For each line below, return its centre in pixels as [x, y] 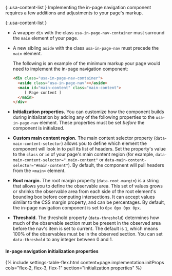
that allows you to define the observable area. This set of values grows [88, 186]
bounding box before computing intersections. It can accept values [84, 197]
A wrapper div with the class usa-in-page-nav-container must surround [89, 33]
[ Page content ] [43, 92]
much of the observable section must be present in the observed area [87, 223]
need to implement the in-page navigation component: [70, 69]
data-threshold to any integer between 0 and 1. [63, 240]
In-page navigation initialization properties [52, 251]
